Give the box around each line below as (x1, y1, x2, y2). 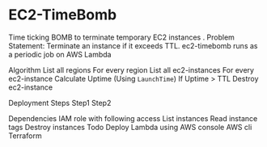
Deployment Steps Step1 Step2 (8, 98, 112, 107)
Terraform (8, 131, 42, 141)
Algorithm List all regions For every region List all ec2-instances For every (8, 65, 255, 74)
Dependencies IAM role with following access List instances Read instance (8, 113, 258, 123)
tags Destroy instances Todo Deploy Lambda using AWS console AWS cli (8, 122, 252, 132)
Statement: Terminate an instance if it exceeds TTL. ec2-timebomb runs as (8, 40, 258, 50)
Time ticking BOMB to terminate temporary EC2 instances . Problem (8, 32, 235, 42)
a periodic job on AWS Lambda (8, 49, 112, 59)
